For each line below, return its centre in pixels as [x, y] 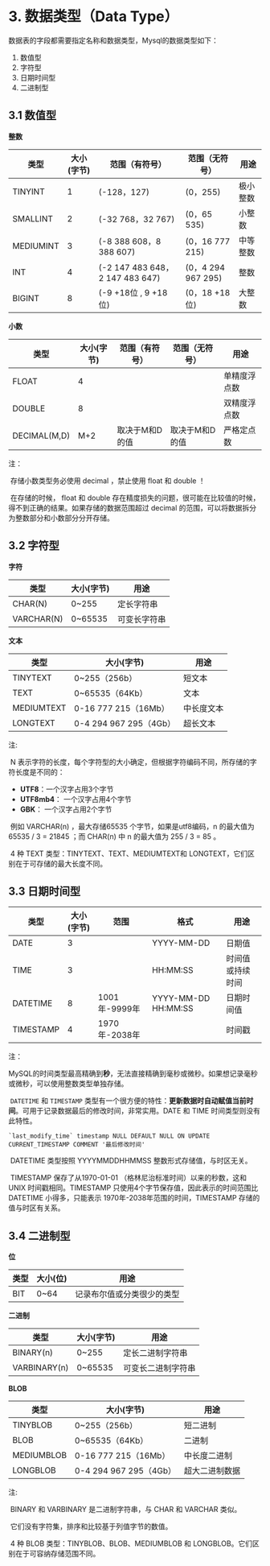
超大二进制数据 [212, 1471]
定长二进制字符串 [155, 1353]
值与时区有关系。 [37, 1208]
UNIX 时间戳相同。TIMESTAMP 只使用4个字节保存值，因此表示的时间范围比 [133, 1188]
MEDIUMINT [36, 246]
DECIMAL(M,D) [41, 436]
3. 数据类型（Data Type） [94, 17]
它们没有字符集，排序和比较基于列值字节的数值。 [91, 1527]
